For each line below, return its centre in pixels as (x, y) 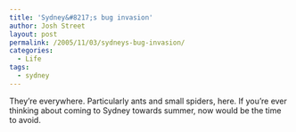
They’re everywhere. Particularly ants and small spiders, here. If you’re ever (148, 101)
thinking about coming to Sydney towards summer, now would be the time (145, 110)
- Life (29, 59)
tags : (19, 68)
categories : (31, 51)
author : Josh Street (48, 26)
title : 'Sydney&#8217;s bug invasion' (81, 17)
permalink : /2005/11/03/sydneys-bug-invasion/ (97, 42)
